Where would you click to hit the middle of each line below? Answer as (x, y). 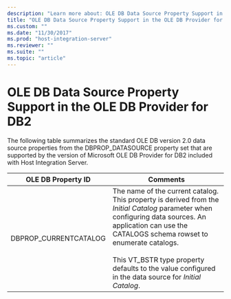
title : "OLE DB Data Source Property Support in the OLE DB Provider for (115, 20)
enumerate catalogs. (146, 243)
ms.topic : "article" (37, 58)
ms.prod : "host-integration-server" (59, 39)
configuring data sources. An (159, 217)
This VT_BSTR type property (158, 260)
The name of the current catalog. (165, 191)
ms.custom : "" (27, 26)
